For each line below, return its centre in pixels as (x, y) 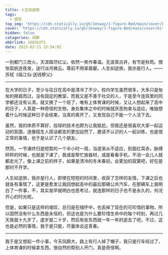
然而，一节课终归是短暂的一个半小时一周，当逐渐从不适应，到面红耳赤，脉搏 (84, 148)
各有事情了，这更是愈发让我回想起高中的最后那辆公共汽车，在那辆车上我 (84, 184)
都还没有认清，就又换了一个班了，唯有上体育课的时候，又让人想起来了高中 (86, 102)
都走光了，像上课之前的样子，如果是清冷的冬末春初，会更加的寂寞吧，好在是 (84, 161)
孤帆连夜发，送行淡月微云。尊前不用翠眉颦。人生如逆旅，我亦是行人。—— (86, 68)
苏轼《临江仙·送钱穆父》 (30, 74)
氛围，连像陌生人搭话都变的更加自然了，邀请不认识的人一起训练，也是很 (88, 131)
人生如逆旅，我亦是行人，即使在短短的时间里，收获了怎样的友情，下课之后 (82, 177)
